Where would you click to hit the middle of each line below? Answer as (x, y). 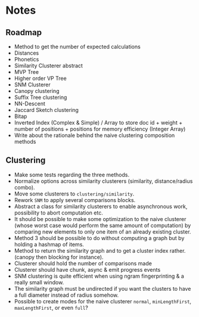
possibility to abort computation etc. (59, 213)
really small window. (39, 282)
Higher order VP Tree (40, 78)
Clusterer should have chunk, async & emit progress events (87, 269)
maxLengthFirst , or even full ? (51, 307)
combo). (24, 187)
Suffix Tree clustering (41, 97)
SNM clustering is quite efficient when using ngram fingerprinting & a (99, 276)
